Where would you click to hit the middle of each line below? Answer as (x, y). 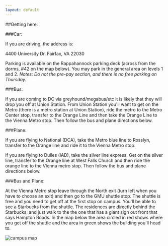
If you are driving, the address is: (39, 44)
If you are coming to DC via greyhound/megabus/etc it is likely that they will (83, 99)
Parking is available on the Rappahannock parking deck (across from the (80, 63)
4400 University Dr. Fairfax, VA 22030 (45, 53)
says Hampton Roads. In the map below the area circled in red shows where (84, 217)
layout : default (22, 10)
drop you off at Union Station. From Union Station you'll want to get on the (82, 104)
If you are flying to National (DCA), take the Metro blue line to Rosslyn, (78, 140)
